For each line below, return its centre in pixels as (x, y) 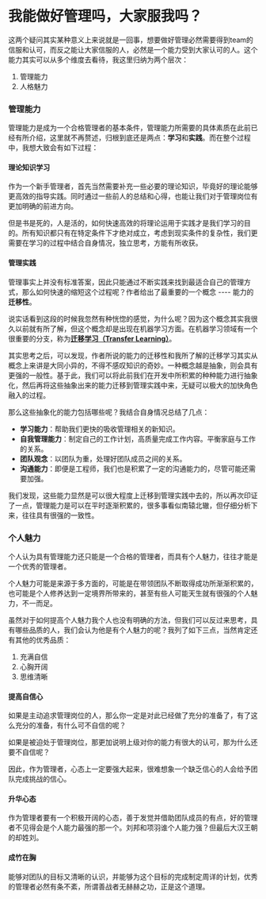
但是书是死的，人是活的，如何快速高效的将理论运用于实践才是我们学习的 (126, 223)
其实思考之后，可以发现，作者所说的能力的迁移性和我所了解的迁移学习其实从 (133, 355)
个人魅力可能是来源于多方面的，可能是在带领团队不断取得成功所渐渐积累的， (133, 583)
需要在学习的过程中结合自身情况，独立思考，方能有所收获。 (105, 243)
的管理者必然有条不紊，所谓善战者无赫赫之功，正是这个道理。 (109, 886)
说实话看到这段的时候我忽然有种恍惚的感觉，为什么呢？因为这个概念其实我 (129, 318)
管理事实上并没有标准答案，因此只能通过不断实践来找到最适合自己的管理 (126, 282)
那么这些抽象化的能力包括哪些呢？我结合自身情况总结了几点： (109, 412)
